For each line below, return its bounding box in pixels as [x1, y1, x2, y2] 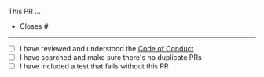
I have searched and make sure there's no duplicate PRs [19, 53, 202, 62]
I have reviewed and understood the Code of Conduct [19, 44, 194, 53]
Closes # [19, 22, 49, 30]
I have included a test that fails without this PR [19, 61, 169, 71]
